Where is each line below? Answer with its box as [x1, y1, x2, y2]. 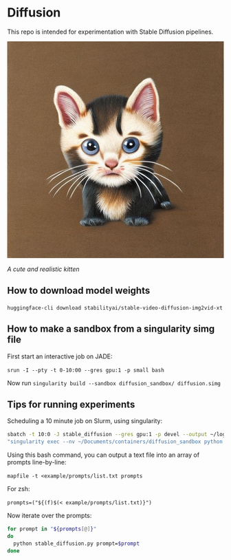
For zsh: [7, 485, 30, 493]
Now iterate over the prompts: [7, 511, 92, 520]
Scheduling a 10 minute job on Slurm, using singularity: [7, 417, 163, 425]
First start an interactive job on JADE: [7, 352, 113, 360]
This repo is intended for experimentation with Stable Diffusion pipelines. [7, 28, 214, 36]
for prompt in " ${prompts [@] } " [7, 526, 97, 532]
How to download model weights [7, 285, 151, 297]
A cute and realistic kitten [7, 265, 80, 273]
